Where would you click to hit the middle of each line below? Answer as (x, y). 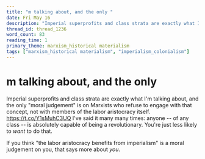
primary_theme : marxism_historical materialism (68, 46)
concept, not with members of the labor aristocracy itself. (78, 111)
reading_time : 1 (27, 40)
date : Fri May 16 (28, 18)
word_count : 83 (26, 35)
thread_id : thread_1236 (37, 29)
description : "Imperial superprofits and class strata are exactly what (101, 23)
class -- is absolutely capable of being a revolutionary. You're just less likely (102, 124)
